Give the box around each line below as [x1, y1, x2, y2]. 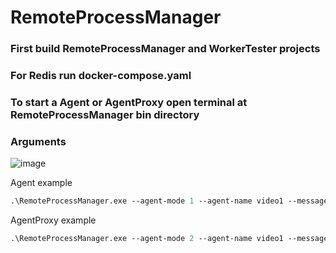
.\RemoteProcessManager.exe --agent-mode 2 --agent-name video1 [10, 234, 284, 244]
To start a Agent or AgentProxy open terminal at [10, 95, 248, 109]
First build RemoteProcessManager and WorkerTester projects [10, 42, 321, 56]
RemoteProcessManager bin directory [10, 107, 200, 121]
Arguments [10, 134, 67, 148]
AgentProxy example [10, 214, 97, 226]
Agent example [10, 177, 73, 189]
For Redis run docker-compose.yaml [10, 69, 192, 83]
